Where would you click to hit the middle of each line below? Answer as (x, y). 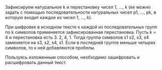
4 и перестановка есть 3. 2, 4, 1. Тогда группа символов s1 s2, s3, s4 (77, 37)
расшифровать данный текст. (36, 62)
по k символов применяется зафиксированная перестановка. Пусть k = (81, 32)
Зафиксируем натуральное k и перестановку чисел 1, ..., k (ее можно (78, 7)
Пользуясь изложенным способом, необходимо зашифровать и (72, 57)
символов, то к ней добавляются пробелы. (50, 48)
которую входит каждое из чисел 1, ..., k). (49, 17)
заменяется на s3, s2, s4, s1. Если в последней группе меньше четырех (80, 43)
